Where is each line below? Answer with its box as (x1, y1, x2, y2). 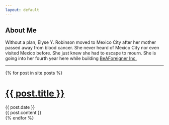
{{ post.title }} (5, 88, 65, 99)
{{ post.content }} (5, 109, 42, 116)
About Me (5, 26, 37, 35)
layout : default (5, 7, 39, 13)
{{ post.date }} (5, 104, 35, 110)
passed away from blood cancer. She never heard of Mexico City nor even (5, 45, 159, 51)
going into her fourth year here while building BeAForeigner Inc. (5, 55, 137, 61)
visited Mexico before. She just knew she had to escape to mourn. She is (5, 50, 156, 56)
